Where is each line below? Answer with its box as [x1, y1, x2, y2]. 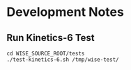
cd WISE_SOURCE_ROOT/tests [6, 50, 85, 57]
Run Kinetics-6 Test [6, 32, 95, 44]
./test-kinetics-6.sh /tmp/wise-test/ [6, 56, 119, 63]
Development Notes [6, 4, 125, 20]
